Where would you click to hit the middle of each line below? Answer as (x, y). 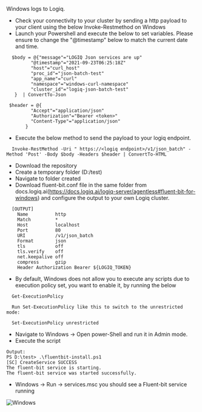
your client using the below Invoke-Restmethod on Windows (90, 27)
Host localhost (49, 225)
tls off (40, 246)
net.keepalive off (40, 257)
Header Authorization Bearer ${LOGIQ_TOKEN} (74, 267)
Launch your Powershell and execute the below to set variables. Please (104, 33)
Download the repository (46, 166)
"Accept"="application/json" (67, 111)
